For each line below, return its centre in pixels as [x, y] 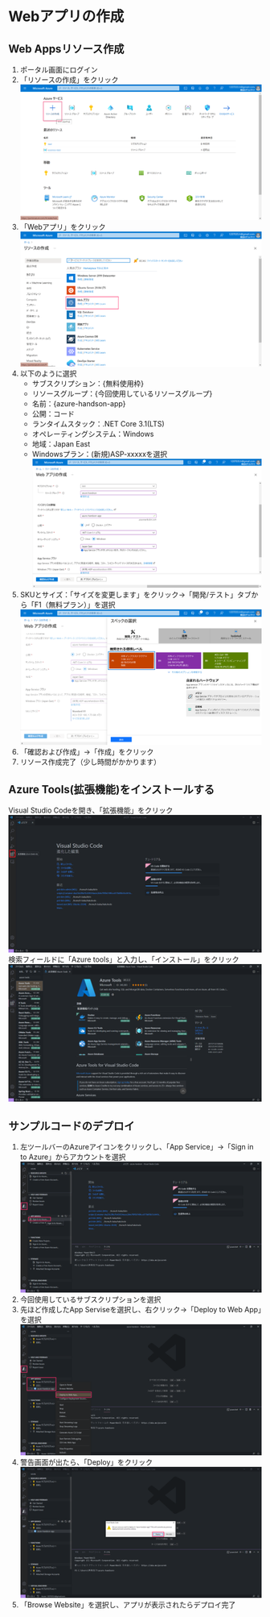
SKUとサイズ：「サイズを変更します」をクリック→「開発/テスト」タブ [135, 594]
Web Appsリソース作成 [66, 49]
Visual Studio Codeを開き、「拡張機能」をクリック [91, 810]
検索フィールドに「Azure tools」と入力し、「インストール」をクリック [124, 959]
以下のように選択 [48, 374]
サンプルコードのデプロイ [72, 1126]
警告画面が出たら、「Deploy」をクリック [86, 1462]
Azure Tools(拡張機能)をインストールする [112, 790]
